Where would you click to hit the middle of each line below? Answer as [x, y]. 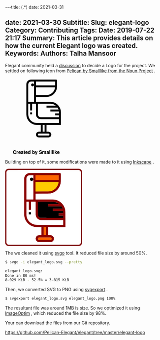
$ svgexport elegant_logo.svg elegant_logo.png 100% [60, 298]
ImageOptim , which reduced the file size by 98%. [56, 313]
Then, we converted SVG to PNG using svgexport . [56, 290]
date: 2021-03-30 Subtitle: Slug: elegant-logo [77, 22]
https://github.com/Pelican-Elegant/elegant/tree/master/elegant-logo [75, 333]
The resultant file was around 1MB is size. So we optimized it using [73, 308]
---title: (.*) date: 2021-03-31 [34, 7]
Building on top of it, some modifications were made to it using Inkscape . [80, 162]
